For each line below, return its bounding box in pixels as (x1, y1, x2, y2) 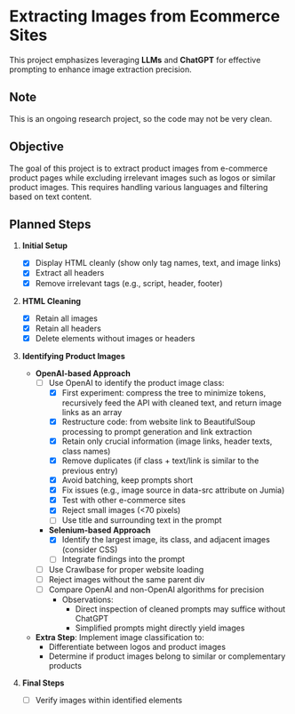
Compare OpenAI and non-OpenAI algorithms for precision (48, 584, 265, 595)
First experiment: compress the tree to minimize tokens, (61, 387, 267, 397)
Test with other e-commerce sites (61, 495, 187, 506)
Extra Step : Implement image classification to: (35, 631, 204, 642)
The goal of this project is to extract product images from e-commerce (9, 163, 268, 173)
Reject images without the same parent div (48, 574, 205, 584)
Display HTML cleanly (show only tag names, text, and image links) (35, 258, 282, 269)
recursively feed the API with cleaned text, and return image (61, 397, 283, 408)
